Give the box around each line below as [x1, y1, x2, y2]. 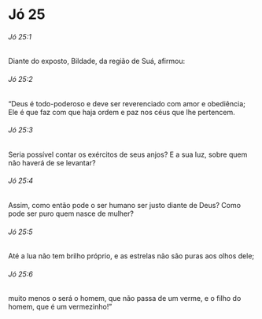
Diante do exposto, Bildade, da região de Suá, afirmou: [8, 57, 186, 66]
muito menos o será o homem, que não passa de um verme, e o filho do [8, 294, 242, 303]
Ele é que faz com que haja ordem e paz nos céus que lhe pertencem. [8, 107, 236, 117]
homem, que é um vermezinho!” [8, 302, 113, 312]
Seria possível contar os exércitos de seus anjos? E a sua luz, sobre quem [8, 150, 248, 159]
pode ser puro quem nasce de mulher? [8, 209, 134, 218]
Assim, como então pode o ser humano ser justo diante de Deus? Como [8, 201, 242, 210]
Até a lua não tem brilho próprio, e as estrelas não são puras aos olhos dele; [8, 251, 255, 261]
